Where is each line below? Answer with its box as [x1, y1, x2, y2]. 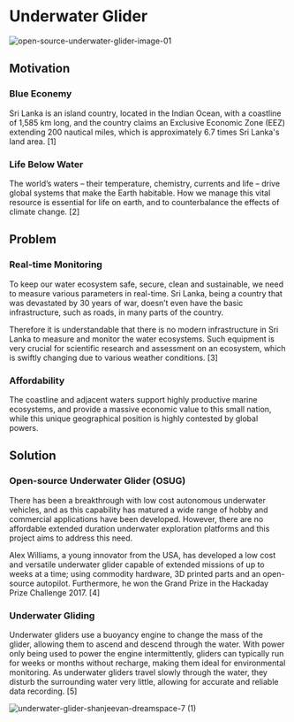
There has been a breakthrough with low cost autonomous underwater [9, 495, 267, 505]
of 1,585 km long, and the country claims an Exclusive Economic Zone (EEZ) [9, 117, 285, 127]
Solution [9, 449, 57, 464]
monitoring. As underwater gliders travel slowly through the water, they [9, 666, 268, 678]
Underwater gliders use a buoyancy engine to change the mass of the [9, 629, 263, 640]
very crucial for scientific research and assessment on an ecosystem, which [9, 342, 286, 353]
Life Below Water [9, 157, 84, 170]
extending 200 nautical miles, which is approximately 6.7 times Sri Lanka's [9, 127, 280, 137]
